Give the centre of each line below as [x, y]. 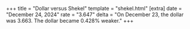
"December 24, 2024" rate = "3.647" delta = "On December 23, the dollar [95, 14]
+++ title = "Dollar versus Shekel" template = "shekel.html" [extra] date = [94, 8]
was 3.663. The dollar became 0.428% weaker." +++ [70, 21]
